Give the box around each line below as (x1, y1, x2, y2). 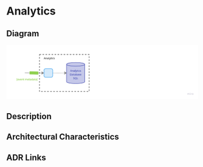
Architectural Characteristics (6, 132, 120, 142)
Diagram (6, 28, 40, 39)
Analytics (6, 4, 56, 18)
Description (6, 111, 52, 122)
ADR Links (6, 152, 47, 163)
